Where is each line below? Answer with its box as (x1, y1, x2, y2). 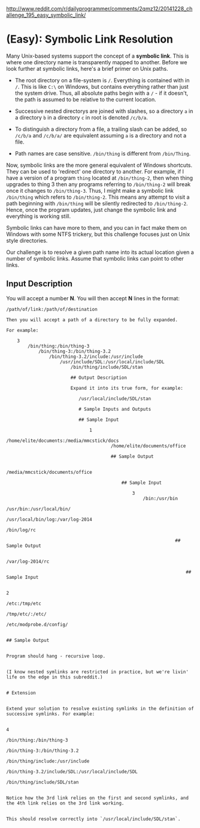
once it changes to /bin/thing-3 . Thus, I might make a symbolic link (6, 187, 174, 194)
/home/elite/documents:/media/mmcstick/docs (6, 438, 119, 444)
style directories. (6, 237, 48, 244)
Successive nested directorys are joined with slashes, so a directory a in (14, 107, 193, 115)
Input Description (6, 279, 73, 289)
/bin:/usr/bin (143, 495, 178, 501)
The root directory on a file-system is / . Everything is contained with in (14, 76, 190, 83)
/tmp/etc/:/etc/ (6, 611, 47, 617)
